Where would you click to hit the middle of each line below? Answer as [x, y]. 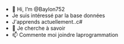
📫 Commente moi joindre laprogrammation [65, 35]
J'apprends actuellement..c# [47, 22]
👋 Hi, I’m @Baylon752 [38, 9]
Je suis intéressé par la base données [58, 15]
